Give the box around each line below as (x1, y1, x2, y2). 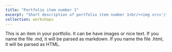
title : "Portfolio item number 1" (5, 7, 79, 13)
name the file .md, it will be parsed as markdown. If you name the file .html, (5, 36, 164, 42)
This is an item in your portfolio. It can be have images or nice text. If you (5, 31, 159, 37)
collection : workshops (5, 17, 54, 22)
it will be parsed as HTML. (5, 41, 60, 47)
